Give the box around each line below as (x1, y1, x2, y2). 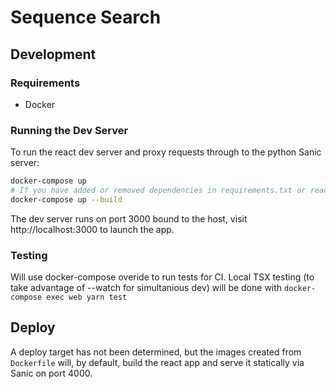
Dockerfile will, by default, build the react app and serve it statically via (10, 356, 305, 368)
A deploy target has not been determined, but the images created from (10, 346, 302, 358)
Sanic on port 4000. (10, 367, 93, 379)
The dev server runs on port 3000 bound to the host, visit (10, 212, 248, 225)
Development (10, 46, 97, 63)
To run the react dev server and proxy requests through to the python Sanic (10, 146, 322, 158)
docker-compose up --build (10, 194, 123, 205)
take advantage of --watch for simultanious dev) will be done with (10, 282, 283, 294)
